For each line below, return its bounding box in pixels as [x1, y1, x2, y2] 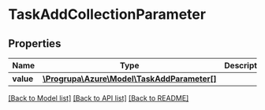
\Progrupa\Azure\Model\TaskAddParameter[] [42, 73, 217, 84]
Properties [8, 37, 62, 50]
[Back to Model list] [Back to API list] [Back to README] [8, 93, 189, 103]
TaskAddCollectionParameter [8, 5, 207, 24]
